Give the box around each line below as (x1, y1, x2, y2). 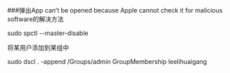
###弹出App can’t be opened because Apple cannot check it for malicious (7, 6, 223, 14)
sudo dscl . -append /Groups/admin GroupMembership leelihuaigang (7, 58, 207, 65)
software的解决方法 (7, 15, 64, 23)
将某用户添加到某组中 (7, 44, 69, 51)
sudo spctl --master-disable (7, 29, 89, 37)
